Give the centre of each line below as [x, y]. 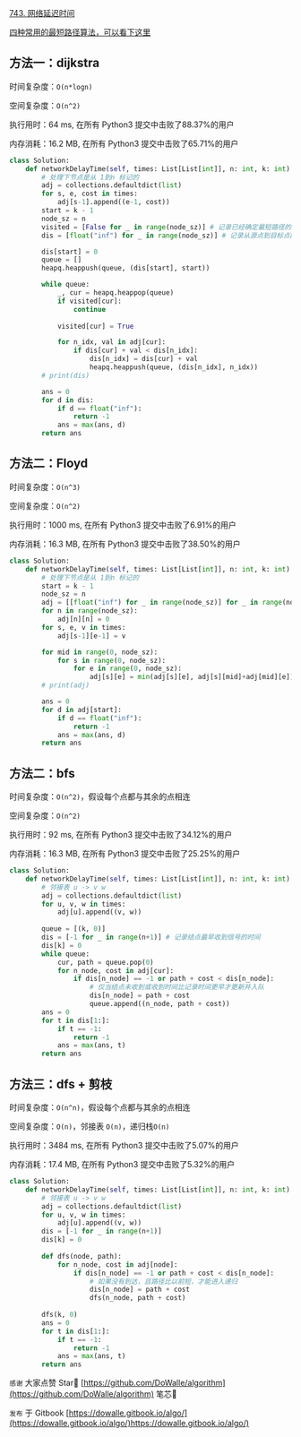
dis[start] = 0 [70, 252]
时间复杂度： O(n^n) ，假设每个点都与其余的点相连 [100, 1107]
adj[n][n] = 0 [83, 619]
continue [89, 309]
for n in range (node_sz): [90, 611]
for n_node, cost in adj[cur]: [116, 970]
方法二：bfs [42, 773]
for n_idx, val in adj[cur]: [112, 342]
